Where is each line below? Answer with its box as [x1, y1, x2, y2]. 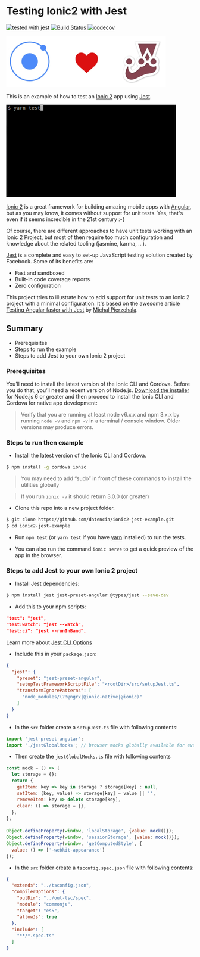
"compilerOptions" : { [11, 889, 65, 895]
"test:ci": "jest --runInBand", [6, 627, 86, 634]
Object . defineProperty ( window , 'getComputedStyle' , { [6, 840, 143, 847]
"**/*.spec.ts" [17, 933, 55, 939]
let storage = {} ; [11, 772, 58, 778]
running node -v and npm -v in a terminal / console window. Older [20, 417, 180, 424]
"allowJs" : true [17, 914, 58, 920]
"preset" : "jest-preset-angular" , [17, 675, 102, 681]
